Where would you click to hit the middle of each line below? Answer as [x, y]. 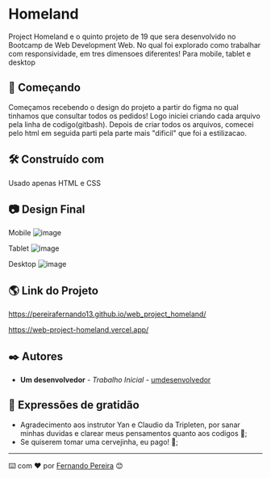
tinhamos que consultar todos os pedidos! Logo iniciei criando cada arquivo [134, 116]
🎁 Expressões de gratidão [74, 405]
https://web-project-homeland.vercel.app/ [79, 330]
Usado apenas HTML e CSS [54, 183]
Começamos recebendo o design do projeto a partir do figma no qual [124, 107]
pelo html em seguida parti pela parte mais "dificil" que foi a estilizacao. [128, 133]
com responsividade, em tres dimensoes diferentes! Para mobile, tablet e [130, 53]
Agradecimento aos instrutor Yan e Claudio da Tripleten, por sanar [130, 425]
